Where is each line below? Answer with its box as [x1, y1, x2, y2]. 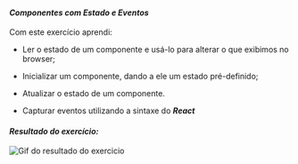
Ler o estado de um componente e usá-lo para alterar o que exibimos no [21, 45, 290, 55]
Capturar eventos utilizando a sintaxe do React [21, 105, 195, 116]
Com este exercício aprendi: [9, 27, 113, 37]
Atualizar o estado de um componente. [21, 88, 165, 99]
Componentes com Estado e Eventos [9, 7, 149, 18]
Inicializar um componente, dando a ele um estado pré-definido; [21, 71, 259, 82]
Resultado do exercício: [9, 126, 99, 136]
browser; [21, 53, 56, 64]
